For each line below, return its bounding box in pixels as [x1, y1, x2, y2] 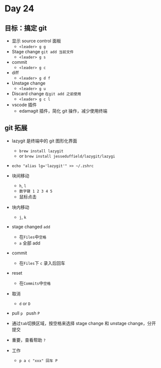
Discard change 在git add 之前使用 [11, 91, 82, 96]
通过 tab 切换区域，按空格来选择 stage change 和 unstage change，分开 [11, 320, 156, 326]
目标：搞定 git [4, 24, 47, 32]
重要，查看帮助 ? [11, 337, 46, 343]
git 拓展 [4, 124, 28, 132]
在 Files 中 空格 [19, 234, 47, 240]
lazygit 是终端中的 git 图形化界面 [11, 138, 77, 144]
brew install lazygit [19, 149, 64, 154]
